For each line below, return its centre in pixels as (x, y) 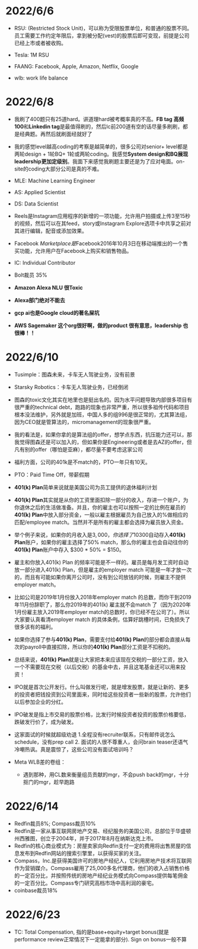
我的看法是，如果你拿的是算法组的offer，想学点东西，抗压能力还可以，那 (103, 434)
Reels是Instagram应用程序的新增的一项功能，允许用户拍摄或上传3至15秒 (102, 216)
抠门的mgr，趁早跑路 (49, 782)
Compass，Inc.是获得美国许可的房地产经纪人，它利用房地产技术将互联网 (103, 861)
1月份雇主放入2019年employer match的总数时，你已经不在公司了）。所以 (102, 612)
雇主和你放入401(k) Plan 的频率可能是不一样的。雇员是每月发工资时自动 (101, 562)
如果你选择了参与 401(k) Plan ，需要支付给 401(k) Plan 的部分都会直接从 (100, 639)
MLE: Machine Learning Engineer (55, 181)
